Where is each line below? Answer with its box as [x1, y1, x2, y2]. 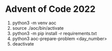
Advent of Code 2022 [5, 3, 96, 15]
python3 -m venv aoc [12, 20, 56, 26]
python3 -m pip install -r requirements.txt [12, 30, 97, 36]
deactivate [12, 41, 34, 47]
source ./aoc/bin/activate [12, 25, 64, 31]
